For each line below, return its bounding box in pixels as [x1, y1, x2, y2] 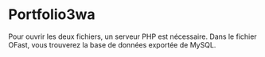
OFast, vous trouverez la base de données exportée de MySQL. [8, 40, 216, 49]
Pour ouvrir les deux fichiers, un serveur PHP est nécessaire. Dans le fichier [8, 32, 257, 41]
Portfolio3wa [8, 6, 95, 24]
